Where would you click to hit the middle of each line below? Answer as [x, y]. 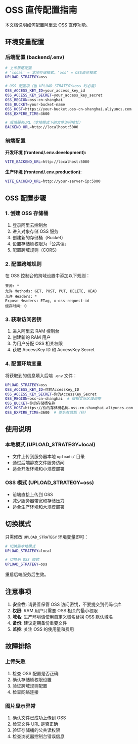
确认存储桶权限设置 [32, 680]
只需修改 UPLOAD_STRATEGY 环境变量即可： [47, 537]
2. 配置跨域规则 [23, 264]
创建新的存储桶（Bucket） [39, 237]
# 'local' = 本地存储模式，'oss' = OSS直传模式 [51, 72]
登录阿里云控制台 [30, 225]
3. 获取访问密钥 [23, 319]
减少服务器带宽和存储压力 [38, 500]
